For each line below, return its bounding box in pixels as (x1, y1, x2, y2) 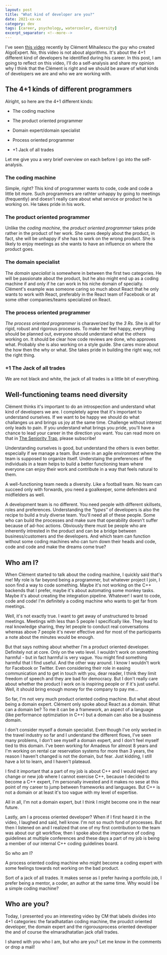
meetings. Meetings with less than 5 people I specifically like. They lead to (5, 618, 158, 624)
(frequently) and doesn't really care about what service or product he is (5, 196, 153, 202)
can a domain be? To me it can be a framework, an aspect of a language (5, 706, 154, 712)
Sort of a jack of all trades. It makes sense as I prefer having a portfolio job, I (5, 875, 162, 881)
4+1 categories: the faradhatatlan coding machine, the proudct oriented (5, 918, 152, 924)
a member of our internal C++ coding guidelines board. (5, 840, 119, 846)
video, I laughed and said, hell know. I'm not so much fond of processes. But (5, 819, 162, 825)
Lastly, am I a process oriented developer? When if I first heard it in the (5, 814, 151, 820)
